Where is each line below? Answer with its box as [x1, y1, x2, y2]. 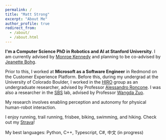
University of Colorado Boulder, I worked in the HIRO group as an [5, 79, 138, 85]
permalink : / [5, 7, 32, 12]
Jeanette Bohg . [5, 59, 37, 65]
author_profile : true [5, 21, 50, 26]
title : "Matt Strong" [5, 12, 50, 17]
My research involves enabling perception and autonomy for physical [5, 99, 147, 105]
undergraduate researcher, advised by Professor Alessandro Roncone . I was [5, 84, 161, 90]
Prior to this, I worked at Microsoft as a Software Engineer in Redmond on [5, 68, 157, 74]
